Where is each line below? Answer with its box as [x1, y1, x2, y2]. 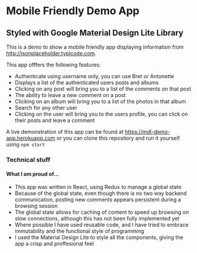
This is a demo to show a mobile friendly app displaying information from [6, 43, 184, 50]
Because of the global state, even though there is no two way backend [14, 190, 187, 197]
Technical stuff [6, 155, 51, 164]
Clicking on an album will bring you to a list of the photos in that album [14, 98, 186, 105]
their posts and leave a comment [14, 117, 95, 124]
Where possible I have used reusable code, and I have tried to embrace [14, 221, 189, 229]
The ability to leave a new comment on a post [14, 92, 126, 98]
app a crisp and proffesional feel [14, 240, 94, 247]
